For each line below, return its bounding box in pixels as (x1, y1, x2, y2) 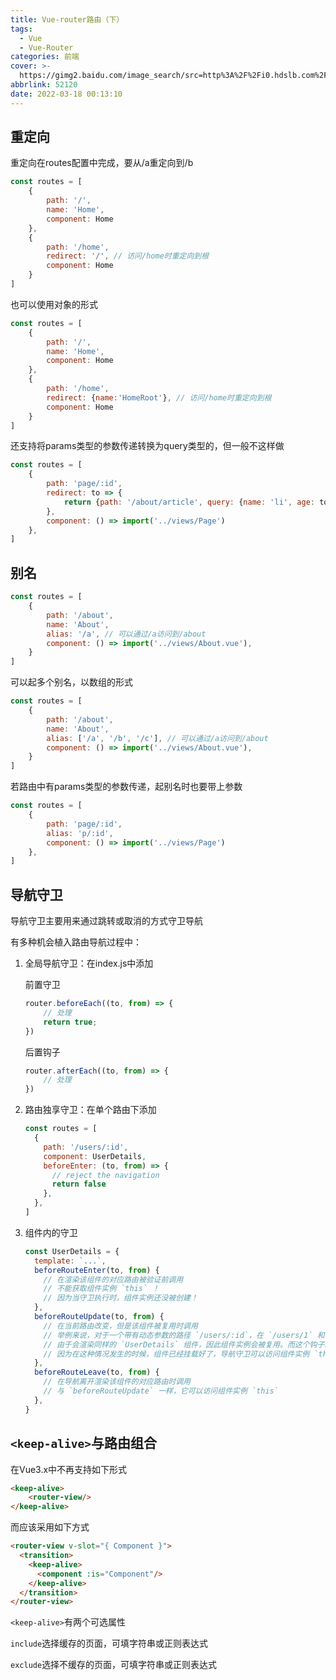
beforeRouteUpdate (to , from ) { (34, 1312, 165, 1322)
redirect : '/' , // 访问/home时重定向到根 (46, 251, 210, 261)
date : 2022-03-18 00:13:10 (10, 89, 123, 99)
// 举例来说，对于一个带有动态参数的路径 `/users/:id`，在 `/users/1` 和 (43, 1330, 325, 1340)
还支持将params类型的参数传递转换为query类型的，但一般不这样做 (10, 440, 285, 452)
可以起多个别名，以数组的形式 (10, 676, 133, 688)
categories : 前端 (10, 52, 80, 62)
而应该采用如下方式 (10, 1521, 90, 1533)
